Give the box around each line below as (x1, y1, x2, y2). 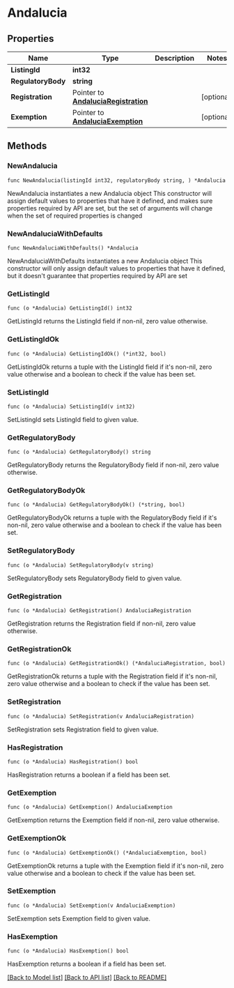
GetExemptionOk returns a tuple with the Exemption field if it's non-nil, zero (7, 861, 224, 869)
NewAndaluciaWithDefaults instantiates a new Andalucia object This (7, 257, 203, 265)
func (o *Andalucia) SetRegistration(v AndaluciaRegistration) (7, 713, 195, 720)
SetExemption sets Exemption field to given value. (7, 914, 151, 922)
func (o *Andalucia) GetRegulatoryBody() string (7, 448, 151, 456)
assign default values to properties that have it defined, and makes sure (7, 197, 213, 205)
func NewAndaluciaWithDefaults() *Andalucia (7, 244, 139, 252)
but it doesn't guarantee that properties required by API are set (7, 271, 188, 280)
